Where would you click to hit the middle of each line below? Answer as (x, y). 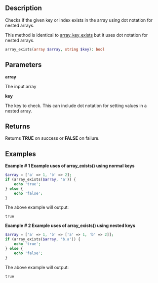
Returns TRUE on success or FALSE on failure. (52, 138)
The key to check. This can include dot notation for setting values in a (76, 106)
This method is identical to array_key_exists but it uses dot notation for (77, 35)
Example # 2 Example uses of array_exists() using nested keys (70, 226)
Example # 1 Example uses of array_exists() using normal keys (70, 166)
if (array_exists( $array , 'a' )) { (41, 179)
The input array (21, 86)
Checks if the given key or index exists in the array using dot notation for (79, 20)
